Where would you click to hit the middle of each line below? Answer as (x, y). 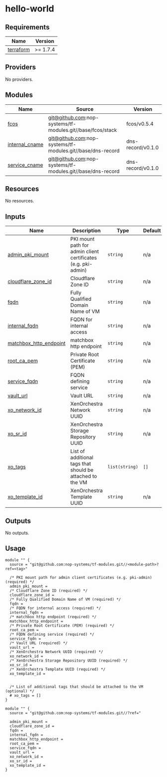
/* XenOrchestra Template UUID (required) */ (58, 669)
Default (152, 231)
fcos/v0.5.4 (140, 124)
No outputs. (17, 533)
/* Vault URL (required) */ (39, 643)
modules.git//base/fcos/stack (83, 130)
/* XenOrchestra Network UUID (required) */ (56, 652)
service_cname (25, 165)
